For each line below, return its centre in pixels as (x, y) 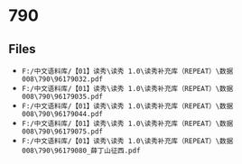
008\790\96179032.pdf (62, 79)
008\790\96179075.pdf (62, 132)
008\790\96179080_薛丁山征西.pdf (81, 150)
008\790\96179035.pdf (62, 96)
